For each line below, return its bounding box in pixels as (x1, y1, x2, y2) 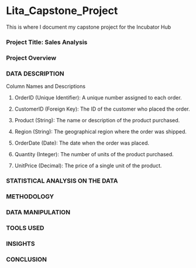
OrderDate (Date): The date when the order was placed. (14, 139, 150, 147)
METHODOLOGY (6, 192, 54, 200)
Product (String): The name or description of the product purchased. (14, 117, 180, 124)
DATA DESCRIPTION (6, 69, 64, 77)
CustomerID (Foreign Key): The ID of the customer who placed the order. (14, 105, 190, 112)
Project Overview (6, 54, 57, 62)
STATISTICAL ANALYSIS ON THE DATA (6, 177, 118, 185)
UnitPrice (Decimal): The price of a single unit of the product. (14, 162, 162, 169)
